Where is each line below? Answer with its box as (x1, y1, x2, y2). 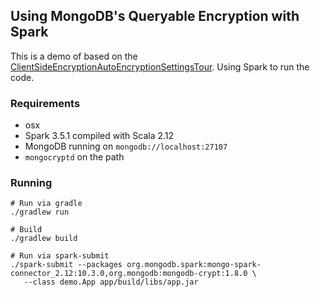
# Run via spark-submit (10, 251, 110, 261)
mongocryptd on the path (24, 151, 125, 163)
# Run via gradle (10, 199, 83, 209)
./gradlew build (10, 234, 78, 244)
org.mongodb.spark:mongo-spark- (126, 260, 262, 270)
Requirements (10, 96, 81, 110)
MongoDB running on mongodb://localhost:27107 (24, 140, 228, 153)
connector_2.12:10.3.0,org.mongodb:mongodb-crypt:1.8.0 (10, 269, 248, 279)
